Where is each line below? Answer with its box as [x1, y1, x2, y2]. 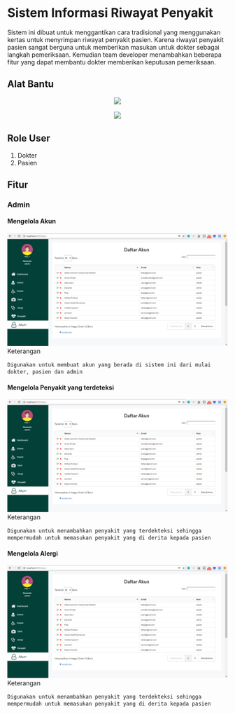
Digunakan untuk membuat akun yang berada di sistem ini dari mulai [7, 361, 211, 369]
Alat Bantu [7, 78, 55, 90]
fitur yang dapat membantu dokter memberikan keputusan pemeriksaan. [7, 57, 217, 66]
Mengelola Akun [7, 217, 56, 226]
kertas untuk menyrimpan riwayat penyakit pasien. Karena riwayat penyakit [7, 35, 224, 43]
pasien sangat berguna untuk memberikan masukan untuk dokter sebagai [7, 43, 220, 51]
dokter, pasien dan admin [7, 368, 83, 376]
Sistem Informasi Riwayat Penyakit [7, 5, 213, 21]
